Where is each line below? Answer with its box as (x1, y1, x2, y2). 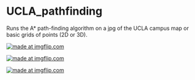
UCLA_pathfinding (6, 4, 103, 18)
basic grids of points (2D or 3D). (6, 31, 87, 38)
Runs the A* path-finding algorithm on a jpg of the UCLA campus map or (6, 24, 189, 32)
